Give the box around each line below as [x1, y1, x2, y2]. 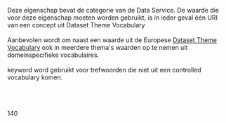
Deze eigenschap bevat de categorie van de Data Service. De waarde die [7, 6, 220, 14]
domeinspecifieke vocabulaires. [7, 51, 100, 59]
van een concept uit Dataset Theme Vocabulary [7, 21, 145, 29]
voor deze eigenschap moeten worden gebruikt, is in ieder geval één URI [7, 13, 218, 22]
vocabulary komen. [7, 73, 63, 82]
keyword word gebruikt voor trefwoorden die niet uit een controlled [7, 66, 201, 74]
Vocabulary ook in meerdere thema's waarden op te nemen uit [7, 44, 188, 51]
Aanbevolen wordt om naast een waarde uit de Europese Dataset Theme [7, 36, 218, 44]
